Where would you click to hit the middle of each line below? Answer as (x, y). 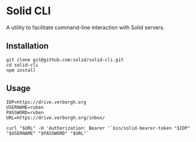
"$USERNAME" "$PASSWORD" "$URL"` (48, 133)
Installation (27, 46)
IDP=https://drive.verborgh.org (46, 102)
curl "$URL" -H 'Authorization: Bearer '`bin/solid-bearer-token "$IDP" (98, 128)
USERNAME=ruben (25, 107)
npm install (21, 70)
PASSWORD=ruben (25, 112)
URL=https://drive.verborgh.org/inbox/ (56, 118)
